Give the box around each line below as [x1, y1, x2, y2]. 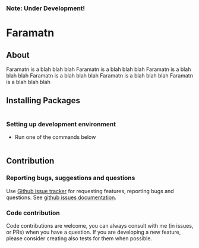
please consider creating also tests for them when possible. [6, 235, 153, 242]
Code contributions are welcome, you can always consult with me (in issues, [6, 222, 194, 230]
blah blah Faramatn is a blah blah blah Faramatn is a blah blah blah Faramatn [6, 72, 193, 79]
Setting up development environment [6, 120, 116, 128]
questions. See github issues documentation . [6, 194, 117, 201]
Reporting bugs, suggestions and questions [6, 174, 135, 182]
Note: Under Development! [6, 4, 85, 13]
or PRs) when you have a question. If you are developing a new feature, [6, 228, 181, 236]
